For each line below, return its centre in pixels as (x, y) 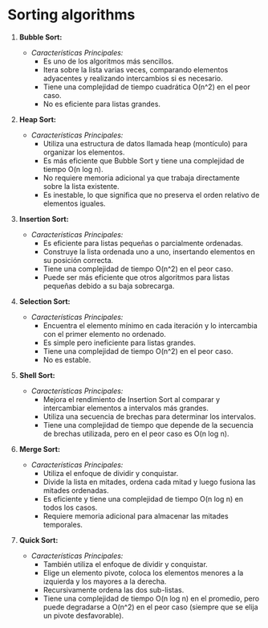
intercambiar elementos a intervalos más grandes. (126, 408)
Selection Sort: (45, 301)
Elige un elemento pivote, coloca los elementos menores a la (143, 573)
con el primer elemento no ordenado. (104, 334)
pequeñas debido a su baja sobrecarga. (109, 285)
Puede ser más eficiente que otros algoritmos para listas (136, 277)
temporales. (63, 524)
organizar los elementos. (84, 152)
